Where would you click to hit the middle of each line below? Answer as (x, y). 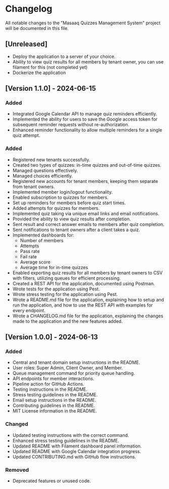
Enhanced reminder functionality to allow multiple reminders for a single (87, 130)
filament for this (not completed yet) (50, 67)
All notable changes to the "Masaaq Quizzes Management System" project (83, 23)
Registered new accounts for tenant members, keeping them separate (85, 181)
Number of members (42, 240)
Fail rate (28, 256)
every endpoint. (29, 310)
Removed (17, 470)
